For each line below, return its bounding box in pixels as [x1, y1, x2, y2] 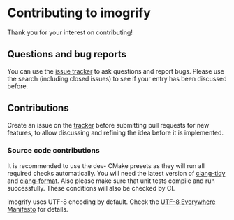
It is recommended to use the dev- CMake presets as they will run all [7, 161, 205, 170]
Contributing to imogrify [7, 5, 152, 21]
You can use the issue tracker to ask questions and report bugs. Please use [7, 67, 225, 75]
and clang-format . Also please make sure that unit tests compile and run [7, 177, 215, 185]
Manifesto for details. [7, 205, 68, 213]
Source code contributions [7, 146, 100, 156]
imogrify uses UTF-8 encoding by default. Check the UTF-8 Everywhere [7, 198, 216, 206]
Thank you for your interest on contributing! [7, 28, 133, 36]
